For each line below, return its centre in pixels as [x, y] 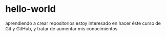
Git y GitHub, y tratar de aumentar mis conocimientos [61, 28]
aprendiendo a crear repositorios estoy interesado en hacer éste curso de [83, 23]
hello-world [31, 9]
